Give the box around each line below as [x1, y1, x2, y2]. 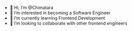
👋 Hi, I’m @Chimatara [9, 5, 53, 10]
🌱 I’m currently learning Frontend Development [9, 15, 105, 21]
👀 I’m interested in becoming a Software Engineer [9, 10, 111, 16]
